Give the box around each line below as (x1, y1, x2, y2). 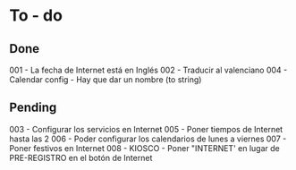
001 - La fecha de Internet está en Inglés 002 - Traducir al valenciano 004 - (9, 64, 288, 75)
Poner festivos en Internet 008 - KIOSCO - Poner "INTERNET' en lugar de (9, 142, 280, 153)
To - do (9, 5, 63, 26)
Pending (9, 100, 57, 115)
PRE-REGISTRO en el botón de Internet (9, 152, 153, 163)
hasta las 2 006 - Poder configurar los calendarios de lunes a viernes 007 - (9, 133, 287, 144)
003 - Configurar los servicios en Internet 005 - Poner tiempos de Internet (9, 123, 283, 134)
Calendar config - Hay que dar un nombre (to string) (9, 74, 202, 85)
